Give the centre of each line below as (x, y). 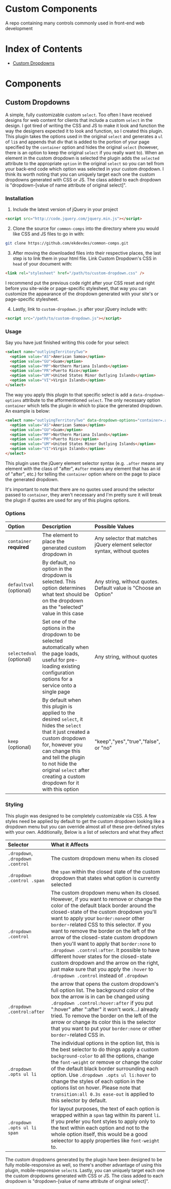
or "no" (103, 748)
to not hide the (60, 764)
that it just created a (66, 732)
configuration (59, 673)
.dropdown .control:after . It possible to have (105, 950)
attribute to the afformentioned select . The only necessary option (91, 400)
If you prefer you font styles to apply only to (103, 1121)
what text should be (66, 594)
